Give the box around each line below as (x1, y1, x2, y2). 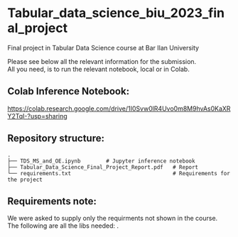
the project (7, 176, 43, 183)
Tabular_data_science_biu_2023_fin (7, 5, 225, 21)
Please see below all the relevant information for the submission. (7, 57, 197, 65)
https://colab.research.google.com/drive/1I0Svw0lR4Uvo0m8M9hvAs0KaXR (7, 104, 231, 113)
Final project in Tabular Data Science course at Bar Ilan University (7, 43, 200, 52)
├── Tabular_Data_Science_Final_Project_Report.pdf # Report (7, 163, 199, 171)
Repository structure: (7, 133, 105, 145)
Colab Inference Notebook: (7, 85, 130, 97)
